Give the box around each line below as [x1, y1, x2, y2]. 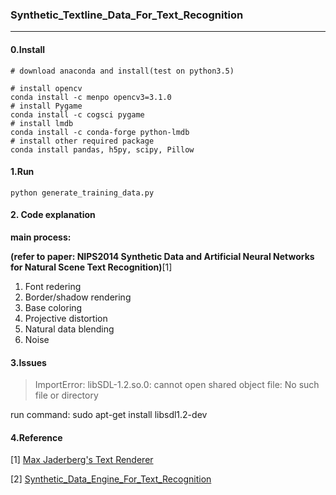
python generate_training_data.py [10, 188, 155, 198]
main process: [10, 231, 72, 243]
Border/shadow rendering [24, 291, 132, 303]
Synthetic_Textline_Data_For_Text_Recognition [10, 8, 244, 22]
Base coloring [24, 301, 83, 313]
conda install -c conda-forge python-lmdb [10, 127, 190, 137]
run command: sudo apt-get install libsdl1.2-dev [10, 409, 208, 421]
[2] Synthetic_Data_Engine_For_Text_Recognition [10, 473, 212, 485]
